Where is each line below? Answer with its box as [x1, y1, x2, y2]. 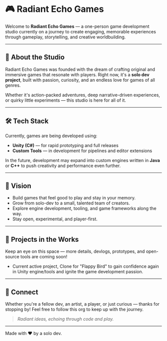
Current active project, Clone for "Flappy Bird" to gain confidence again [12, 263, 159, 269]
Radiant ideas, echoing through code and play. [17, 316, 114, 322]
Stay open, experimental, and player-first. [12, 216, 98, 222]
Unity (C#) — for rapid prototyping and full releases [12, 142, 119, 148]
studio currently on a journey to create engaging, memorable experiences [5, 28, 157, 34]
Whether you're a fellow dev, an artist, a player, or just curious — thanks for [5, 301, 160, 307]
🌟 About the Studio [5, 53, 65, 62]
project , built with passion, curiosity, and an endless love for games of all [5, 77, 155, 83]
